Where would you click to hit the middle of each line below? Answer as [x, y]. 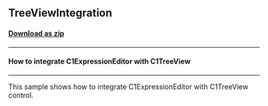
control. [21, 95]
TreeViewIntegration [61, 13]
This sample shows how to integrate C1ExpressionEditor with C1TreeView [128, 86]
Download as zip [36, 33]
